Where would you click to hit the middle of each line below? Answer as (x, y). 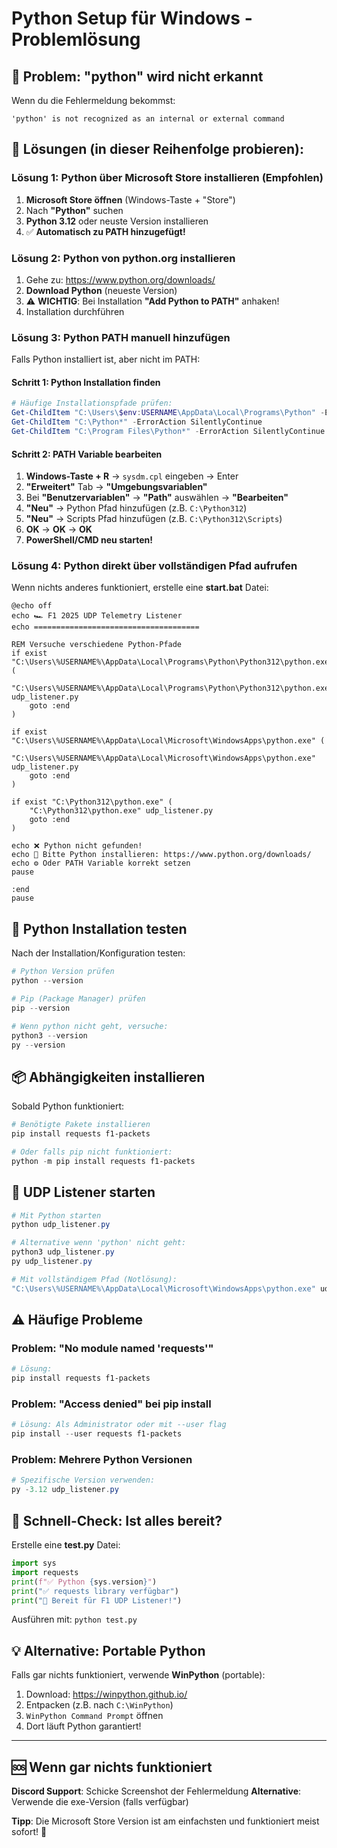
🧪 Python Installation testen (99, 928)
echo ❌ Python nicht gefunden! (77, 846)
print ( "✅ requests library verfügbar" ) (95, 1591)
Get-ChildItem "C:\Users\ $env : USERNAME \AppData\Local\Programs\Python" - (168, 413)
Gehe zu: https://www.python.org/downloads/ (120, 279)
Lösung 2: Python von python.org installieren (123, 258)
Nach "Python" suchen (74, 210)
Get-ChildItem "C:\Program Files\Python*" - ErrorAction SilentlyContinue (168, 432)
